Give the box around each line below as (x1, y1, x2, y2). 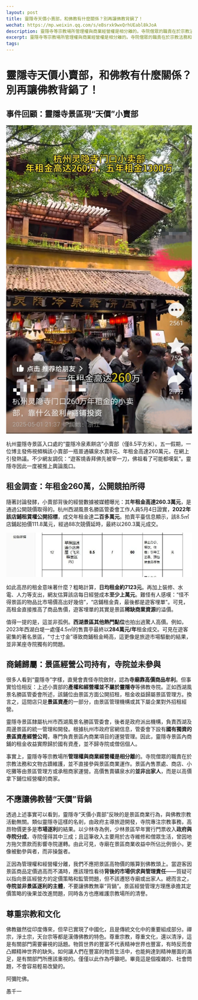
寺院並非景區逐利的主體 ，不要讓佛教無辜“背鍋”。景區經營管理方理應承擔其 (6, 882, 187, 889)
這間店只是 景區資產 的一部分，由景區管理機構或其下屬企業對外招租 (21, 698, 181, 706)
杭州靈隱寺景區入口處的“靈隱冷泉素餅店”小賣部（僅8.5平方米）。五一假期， (6, 440, 186, 447)
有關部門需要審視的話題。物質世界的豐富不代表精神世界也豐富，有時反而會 (11, 940, 192, 947)
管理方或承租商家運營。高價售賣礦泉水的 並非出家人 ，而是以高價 (37, 768, 192, 775)
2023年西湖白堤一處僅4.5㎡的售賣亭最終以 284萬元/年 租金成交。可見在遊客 (6, 625, 189, 632)
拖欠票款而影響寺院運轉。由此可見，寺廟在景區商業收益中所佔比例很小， (11, 840, 187, 848)
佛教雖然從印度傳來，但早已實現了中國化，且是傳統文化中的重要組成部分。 (6, 926, 187, 933)
